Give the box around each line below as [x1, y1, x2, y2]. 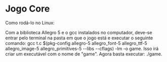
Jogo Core [5, 3, 50, 15]
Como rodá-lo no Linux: [5, 20, 55, 26]
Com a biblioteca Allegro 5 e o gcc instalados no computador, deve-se [5, 29, 152, 35]
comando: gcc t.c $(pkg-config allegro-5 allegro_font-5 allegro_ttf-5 [5, 40, 148, 46]
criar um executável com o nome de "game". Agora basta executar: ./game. [5, 51, 162, 57]
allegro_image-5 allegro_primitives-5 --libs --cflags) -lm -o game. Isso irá [5, 45, 159, 51]
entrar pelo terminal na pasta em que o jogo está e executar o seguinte [5, 35, 153, 41]
